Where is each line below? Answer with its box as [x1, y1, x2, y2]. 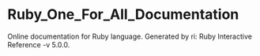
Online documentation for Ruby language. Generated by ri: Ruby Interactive [7, 32, 252, 41]
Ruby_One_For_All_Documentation [7, 6, 239, 24]
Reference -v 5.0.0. [7, 39, 70, 49]
